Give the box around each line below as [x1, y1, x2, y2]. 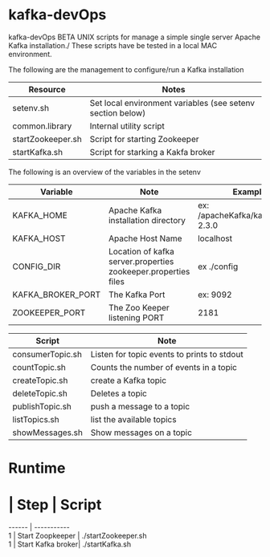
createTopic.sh [12, 375, 68, 386]
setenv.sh [12, 102, 50, 113]
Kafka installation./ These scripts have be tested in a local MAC [8, 40, 218, 50]
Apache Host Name [108, 233, 182, 244]
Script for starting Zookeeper [89, 133, 199, 144]
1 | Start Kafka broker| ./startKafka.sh [8, 539, 132, 549]
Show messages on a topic [90, 427, 193, 438]
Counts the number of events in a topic [90, 361, 237, 372]
